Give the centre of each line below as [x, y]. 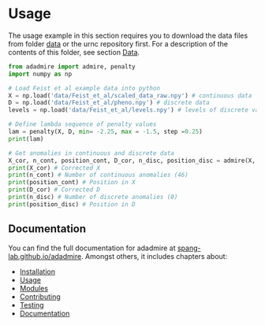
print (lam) [26, 138]
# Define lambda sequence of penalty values [82, 124]
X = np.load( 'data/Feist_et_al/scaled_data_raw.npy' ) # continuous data [130, 95]
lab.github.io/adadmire [45, 256]
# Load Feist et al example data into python [84, 88]
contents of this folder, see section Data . [74, 52]
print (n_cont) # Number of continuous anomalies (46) [99, 175]
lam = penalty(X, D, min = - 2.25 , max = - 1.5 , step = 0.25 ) [105, 132]
